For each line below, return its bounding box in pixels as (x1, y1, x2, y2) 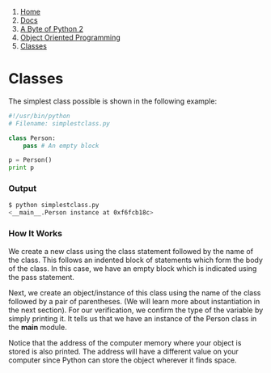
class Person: (8, 134, 57, 142)
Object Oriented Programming (19, 32, 121, 42)
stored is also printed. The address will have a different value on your (8, 346, 239, 356)
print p (8, 163, 35, 172)
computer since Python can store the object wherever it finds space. (8, 355, 237, 365)
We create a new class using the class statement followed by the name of (8, 246, 253, 256)
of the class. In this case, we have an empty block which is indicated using (8, 263, 257, 273)
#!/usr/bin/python (8, 112, 70, 120)
